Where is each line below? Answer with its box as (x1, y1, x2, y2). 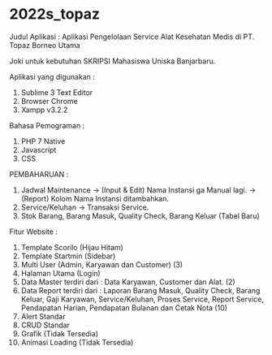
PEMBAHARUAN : (9, 169, 69, 179)
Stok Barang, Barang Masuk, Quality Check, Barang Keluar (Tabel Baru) (20, 210, 261, 220)
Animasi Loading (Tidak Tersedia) (20, 337, 134, 347)
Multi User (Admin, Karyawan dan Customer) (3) (20, 259, 183, 269)
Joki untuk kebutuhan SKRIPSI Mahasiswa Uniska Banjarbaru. (9, 56, 216, 66)
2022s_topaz (9, 5, 101, 24)
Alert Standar (20, 311, 66, 321)
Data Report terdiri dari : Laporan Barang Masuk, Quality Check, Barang (20, 285, 261, 295)
